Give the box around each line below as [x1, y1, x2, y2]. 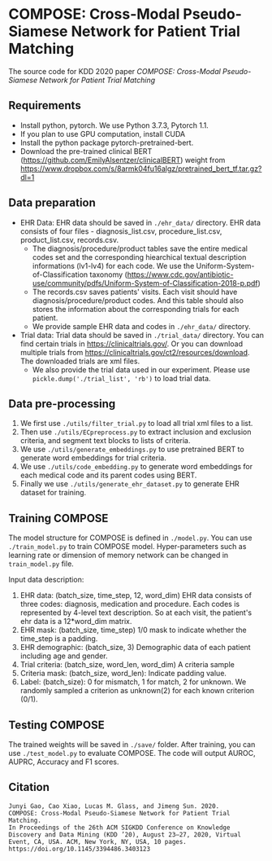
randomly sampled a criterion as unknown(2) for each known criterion [19, 686, 255, 696]
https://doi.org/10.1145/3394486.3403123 [8, 845, 151, 853]
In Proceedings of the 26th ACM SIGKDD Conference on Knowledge [8, 824, 231, 832]
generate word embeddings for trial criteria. [19, 453, 166, 463]
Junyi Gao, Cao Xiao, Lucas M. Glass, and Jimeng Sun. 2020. [8, 802, 220, 810]
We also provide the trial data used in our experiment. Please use [32, 364, 250, 375]
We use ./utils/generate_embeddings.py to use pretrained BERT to [19, 445, 245, 455]
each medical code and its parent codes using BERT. [19, 470, 197, 481]
